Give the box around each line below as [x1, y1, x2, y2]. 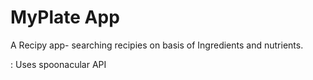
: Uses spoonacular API [10, 58, 107, 70]
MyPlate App [10, 6, 120, 29]
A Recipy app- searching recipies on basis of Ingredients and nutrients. [10, 39, 304, 51]
